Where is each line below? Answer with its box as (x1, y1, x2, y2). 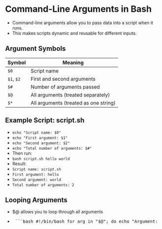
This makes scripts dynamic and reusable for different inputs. (12, 30, 137, 36)
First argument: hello (12, 172, 59, 177)
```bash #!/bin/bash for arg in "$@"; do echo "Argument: (15, 219, 158, 225)
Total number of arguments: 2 (12, 182, 75, 188)
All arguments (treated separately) (30, 91, 110, 98)
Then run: (12, 150, 32, 156)
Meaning (62, 59, 84, 66)
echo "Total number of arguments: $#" (12, 146, 92, 151)
